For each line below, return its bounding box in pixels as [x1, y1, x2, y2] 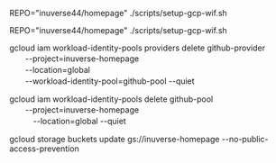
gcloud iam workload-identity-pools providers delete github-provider [9, 42, 266, 53]
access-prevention [9, 143, 79, 154]
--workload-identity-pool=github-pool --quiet [24, 76, 196, 86]
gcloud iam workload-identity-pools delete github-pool [9, 94, 214, 104]
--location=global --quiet [32, 116, 126, 126]
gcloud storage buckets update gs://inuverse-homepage [9, 134, 220, 144]
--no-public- [221, 134, 269, 144]
